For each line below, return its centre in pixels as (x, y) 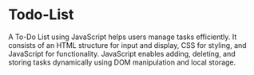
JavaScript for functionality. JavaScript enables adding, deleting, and (122, 53)
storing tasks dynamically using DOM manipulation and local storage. (122, 62)
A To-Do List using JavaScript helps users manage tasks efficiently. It (123, 37)
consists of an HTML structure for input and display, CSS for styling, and (127, 45)
